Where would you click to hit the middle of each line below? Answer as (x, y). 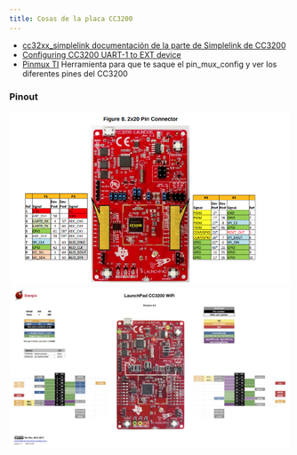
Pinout (24, 96)
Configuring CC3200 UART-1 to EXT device (101, 54)
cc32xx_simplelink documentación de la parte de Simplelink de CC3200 (154, 45)
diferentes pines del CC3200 (75, 73)
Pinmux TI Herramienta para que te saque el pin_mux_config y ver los (149, 64)
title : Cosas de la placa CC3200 (71, 19)
